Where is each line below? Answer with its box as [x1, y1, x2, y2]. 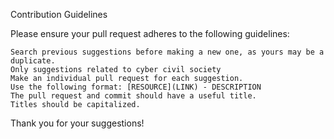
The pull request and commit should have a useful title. [10, 91, 257, 101]
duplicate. [10, 56, 56, 66]
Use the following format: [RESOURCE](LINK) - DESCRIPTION [10, 82, 262, 92]
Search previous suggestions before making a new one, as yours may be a [10, 47, 325, 57]
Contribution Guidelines [10, 9, 108, 20]
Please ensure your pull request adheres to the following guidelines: [10, 28, 290, 39]
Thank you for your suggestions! [10, 117, 145, 129]
